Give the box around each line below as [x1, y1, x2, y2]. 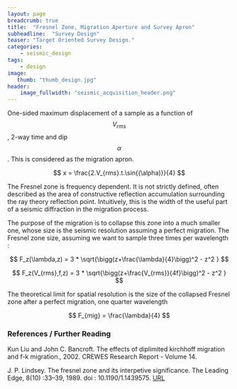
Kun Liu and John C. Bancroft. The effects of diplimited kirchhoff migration [7, 345, 225, 354]
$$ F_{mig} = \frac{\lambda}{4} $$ [68, 311, 170, 320]
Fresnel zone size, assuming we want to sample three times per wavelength [7, 233, 229, 242]
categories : [7, 43, 43, 50]
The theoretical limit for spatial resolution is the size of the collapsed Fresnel [7, 290, 231, 298]
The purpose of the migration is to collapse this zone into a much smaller [7, 218, 221, 227]
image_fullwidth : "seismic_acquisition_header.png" [20, 89, 176, 96]
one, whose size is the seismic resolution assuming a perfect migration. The [7, 226, 229, 235]
